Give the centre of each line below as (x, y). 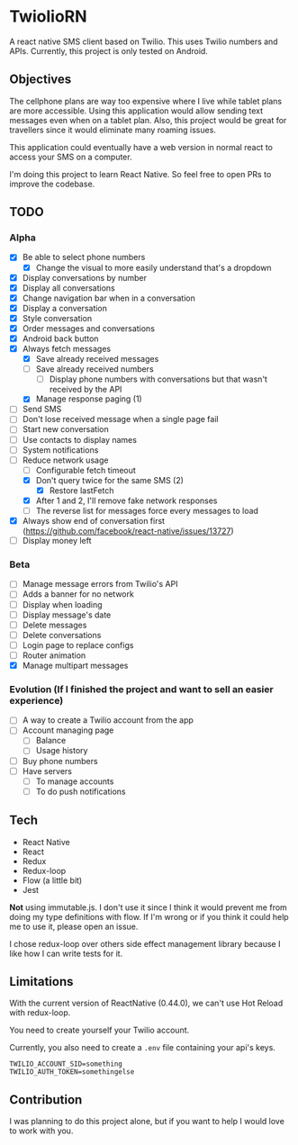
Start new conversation (66, 429)
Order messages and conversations (89, 328)
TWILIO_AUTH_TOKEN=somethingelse (72, 1072)
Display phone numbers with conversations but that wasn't (158, 379)
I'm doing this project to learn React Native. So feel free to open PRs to (140, 174)
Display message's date (67, 615)
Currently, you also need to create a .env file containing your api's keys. (143, 1048)
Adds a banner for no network (78, 594)
